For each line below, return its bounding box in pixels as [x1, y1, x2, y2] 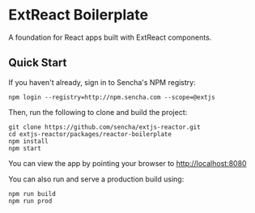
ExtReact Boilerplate [8, 6, 148, 24]
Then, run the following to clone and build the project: [8, 107, 188, 117]
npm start [8, 144, 42, 152]
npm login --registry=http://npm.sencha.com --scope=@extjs [8, 93, 216, 101]
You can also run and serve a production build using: [8, 174, 185, 184]
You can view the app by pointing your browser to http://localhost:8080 [8, 158, 247, 168]
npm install [8, 137, 49, 145]
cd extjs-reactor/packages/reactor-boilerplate [8, 130, 172, 138]
